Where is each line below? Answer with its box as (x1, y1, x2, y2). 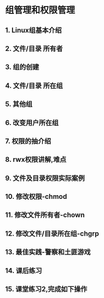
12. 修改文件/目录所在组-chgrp (5, 229, 100, 238)
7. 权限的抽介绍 (5, 137, 51, 145)
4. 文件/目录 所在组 (5, 81, 63, 90)
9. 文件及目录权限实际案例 (5, 174, 85, 182)
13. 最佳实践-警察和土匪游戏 (5, 248, 91, 257)
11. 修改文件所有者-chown (5, 211, 85, 219)
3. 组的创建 (5, 63, 39, 71)
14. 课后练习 (5, 266, 42, 275)
